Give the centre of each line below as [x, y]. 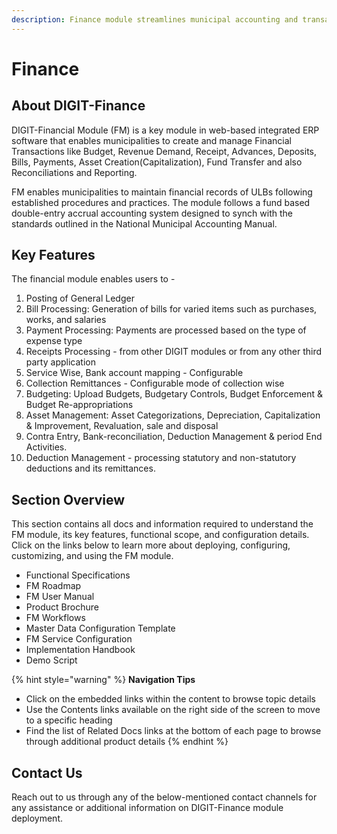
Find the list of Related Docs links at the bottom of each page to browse [173, 731]
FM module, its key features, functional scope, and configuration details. [160, 535]
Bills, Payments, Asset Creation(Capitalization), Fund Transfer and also [157, 162]
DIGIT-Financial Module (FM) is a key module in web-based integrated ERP [165, 130]
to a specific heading [69, 720]
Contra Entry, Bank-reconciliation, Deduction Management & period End [174, 437]
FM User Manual [60, 597]
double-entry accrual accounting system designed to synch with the [152, 213]
